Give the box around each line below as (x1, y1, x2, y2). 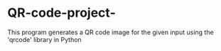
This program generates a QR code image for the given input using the (7, 28, 215, 36)
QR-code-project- (7, 5, 116, 21)
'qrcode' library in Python (7, 35, 82, 43)
